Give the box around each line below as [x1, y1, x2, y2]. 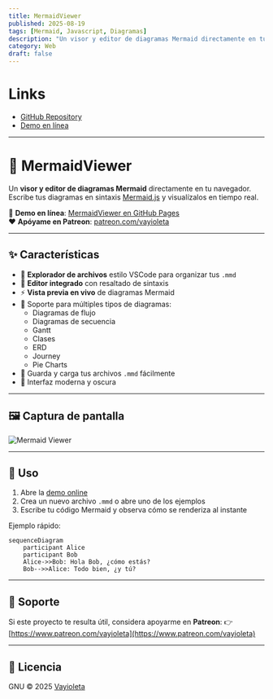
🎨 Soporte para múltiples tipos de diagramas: [19, 299, 172, 309]
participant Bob [23, 551, 79, 559]
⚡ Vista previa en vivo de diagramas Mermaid [19, 287, 175, 297]
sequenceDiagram [8, 537, 63, 545]
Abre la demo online [19, 488, 88, 498]
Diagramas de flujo [32, 307, 96, 318]
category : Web [8, 42, 57, 51]
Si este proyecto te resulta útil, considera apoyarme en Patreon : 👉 [8, 617, 233, 627]
